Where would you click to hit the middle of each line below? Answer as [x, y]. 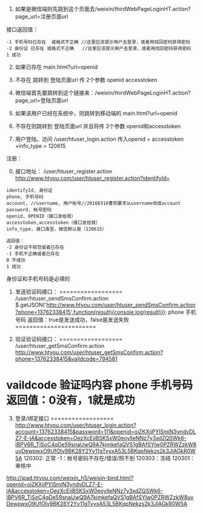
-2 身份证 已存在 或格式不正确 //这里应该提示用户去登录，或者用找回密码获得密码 [99, 49]
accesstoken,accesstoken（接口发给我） [53, 223]
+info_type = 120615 [40, 146]
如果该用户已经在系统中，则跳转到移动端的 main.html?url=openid [96, 113]
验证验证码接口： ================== [69, 339]
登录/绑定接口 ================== [64, 418]
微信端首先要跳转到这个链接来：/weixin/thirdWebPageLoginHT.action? [103, 93]
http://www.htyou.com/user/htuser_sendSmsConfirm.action [121, 305]
